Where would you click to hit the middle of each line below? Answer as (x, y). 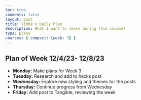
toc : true (16, 10)
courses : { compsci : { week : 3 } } (41, 38)
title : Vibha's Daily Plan (34, 24)
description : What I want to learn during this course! (65, 29)
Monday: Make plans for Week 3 (47, 71)
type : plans (18, 33)
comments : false (22, 15)
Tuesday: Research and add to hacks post (57, 76)
